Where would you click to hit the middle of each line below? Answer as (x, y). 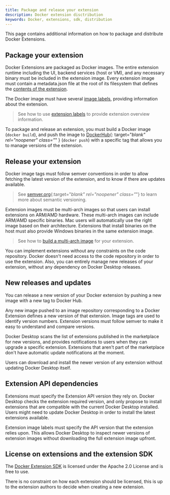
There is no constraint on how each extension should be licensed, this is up (84, 482)
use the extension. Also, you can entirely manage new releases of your (79, 261)
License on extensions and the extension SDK (79, 454)
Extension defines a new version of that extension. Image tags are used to (83, 316)
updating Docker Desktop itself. (38, 368)
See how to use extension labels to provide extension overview (83, 114)
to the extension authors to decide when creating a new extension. (75, 487)
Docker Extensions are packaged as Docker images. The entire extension (82, 68)
